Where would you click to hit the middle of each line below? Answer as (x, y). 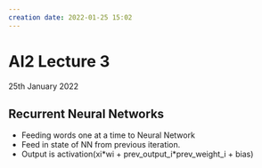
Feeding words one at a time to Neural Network (108, 135)
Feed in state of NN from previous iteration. (101, 145)
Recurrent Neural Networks (86, 113)
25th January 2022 (44, 86)
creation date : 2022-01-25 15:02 (70, 17)
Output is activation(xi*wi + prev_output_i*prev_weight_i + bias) (137, 154)
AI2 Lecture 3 (59, 61)
